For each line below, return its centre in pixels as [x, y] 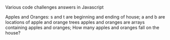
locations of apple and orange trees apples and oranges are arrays [75, 22]
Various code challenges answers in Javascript [55, 7]
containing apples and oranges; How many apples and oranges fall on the [82, 27]
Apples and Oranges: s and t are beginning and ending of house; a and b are [85, 17]
